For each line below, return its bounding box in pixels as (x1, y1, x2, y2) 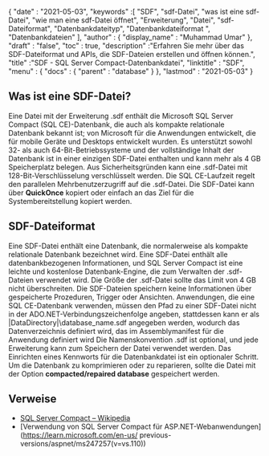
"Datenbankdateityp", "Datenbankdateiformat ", (53, 24, 210, 33)
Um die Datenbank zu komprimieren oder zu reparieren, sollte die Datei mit (8, 360, 256, 370)
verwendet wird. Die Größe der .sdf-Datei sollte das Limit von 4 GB (35, 275, 257, 284)
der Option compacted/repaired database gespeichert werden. (8, 368, 220, 378)
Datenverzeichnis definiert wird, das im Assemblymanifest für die (8, 326, 225, 336)
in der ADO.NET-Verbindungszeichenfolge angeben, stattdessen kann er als (8, 309, 259, 319)
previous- (139, 430, 172, 440)
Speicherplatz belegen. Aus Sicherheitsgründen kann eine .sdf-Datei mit (8, 162, 248, 172)
